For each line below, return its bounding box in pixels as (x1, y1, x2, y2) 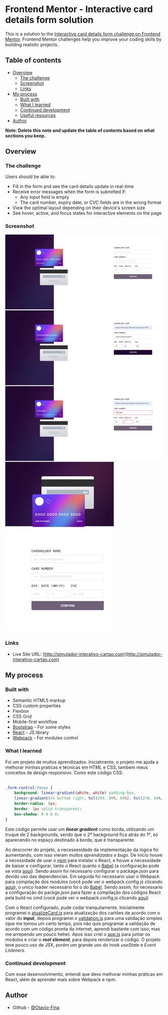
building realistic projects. (5, 41, 59, 47)
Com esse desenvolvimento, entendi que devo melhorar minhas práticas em (5, 971, 163, 977)
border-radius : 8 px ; (14, 801, 57, 806)
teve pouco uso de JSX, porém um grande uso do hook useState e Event (5, 942, 156, 948)
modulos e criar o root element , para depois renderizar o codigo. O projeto (5, 937, 161, 943)
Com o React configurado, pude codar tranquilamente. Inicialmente (5, 904, 145, 910)
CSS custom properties (12, 703, 61, 709)
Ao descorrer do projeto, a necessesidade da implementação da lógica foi (5, 847, 159, 853)
